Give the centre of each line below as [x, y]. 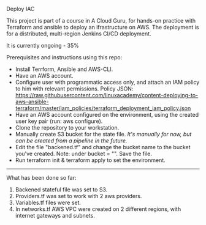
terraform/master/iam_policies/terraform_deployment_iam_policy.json [103, 108]
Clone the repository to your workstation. [67, 127]
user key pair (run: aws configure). [59, 121]
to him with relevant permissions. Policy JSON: [74, 89]
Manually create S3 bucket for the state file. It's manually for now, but [103, 134]
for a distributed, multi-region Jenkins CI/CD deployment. [79, 34]
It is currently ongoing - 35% [43, 46]
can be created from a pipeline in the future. [71, 141]
